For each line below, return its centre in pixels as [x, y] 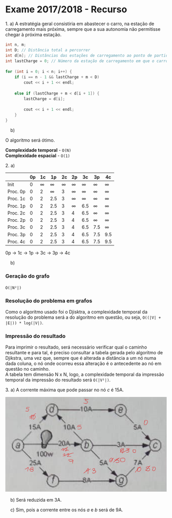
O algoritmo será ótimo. [30, 140]
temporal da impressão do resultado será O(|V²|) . [58, 380]
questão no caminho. [28, 369]
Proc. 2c [16, 213]
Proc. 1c [16, 199]
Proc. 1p [16, 206]
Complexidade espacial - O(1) [38, 156]
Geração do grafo [27, 276]
